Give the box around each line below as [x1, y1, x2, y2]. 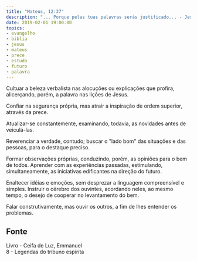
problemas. [6, 209, 33, 216]
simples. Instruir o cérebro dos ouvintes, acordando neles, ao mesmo [6, 186, 174, 193]
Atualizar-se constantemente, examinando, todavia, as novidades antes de [6, 120, 186, 127]
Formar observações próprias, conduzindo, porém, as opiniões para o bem [6, 155, 188, 162]
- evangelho [6, 31, 35, 36]
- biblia [6, 36, 28, 42]
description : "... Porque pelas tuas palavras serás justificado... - [6, 14, 182, 20]
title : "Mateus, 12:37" [6, 8, 64, 15]
